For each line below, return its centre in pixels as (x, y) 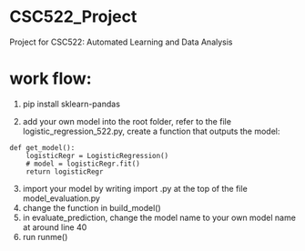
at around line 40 (55, 227)
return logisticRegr (65, 171)
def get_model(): (42, 147)
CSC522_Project (73, 17)
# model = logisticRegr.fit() (83, 164)
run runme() (45, 236)
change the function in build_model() (91, 207)
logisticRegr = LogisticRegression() (97, 156)
